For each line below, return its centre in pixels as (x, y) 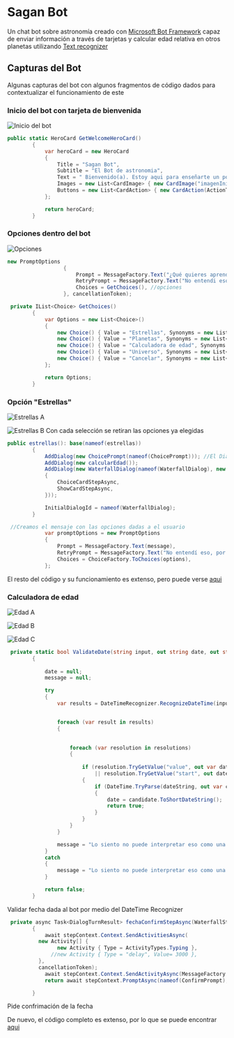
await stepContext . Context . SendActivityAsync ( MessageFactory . (136, 974)
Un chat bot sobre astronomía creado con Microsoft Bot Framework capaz (114, 31)
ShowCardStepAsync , (85, 489)
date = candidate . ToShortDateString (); (165, 800)
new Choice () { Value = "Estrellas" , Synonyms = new (135, 333)
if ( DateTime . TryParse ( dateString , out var (158, 786)
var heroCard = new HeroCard (87, 151)
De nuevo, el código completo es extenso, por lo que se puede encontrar (112, 1020)
